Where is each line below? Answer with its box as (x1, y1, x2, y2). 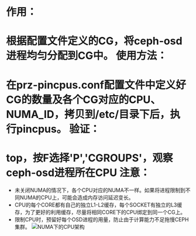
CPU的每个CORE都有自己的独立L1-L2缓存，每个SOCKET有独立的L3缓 (14, 201, 183, 208)
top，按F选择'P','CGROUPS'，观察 (6, 151, 174, 164)
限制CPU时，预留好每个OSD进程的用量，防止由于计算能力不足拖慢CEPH (14, 215, 189, 223)
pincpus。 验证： (16, 122, 101, 136)
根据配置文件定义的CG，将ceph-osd (6, 35, 183, 48)
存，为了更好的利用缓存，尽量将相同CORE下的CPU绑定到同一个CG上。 (14, 208, 186, 215)
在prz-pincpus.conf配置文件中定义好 (6, 78, 186, 92)
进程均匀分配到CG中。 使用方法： (6, 49, 168, 62)
